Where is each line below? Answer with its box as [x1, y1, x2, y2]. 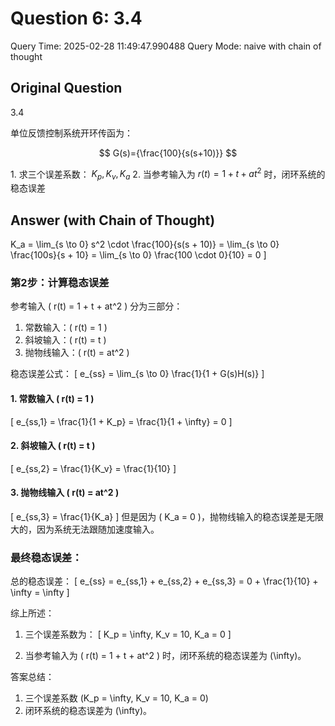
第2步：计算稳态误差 [10, 275, 110, 289]
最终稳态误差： [10, 550, 83, 564]
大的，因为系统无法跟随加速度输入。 [10, 523, 160, 535]
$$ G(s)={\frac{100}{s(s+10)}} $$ [98, 147, 238, 159]
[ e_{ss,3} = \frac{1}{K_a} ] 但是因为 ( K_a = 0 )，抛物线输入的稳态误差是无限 [10, 510, 324, 522]
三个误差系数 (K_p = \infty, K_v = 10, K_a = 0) [24, 692, 209, 704]
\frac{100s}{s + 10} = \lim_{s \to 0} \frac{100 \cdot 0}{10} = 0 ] [10, 249, 267, 261]
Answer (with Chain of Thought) [10, 212, 216, 229]
